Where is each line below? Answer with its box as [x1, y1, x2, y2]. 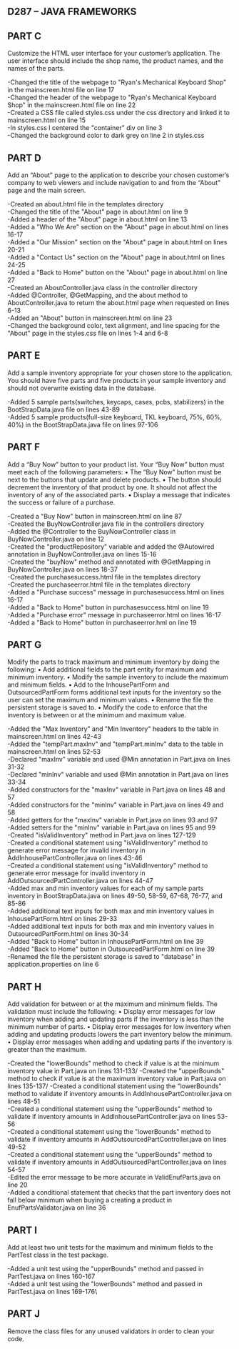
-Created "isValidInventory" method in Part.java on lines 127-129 [7, 831, 196, 840]
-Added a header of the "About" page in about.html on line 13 [7, 215, 188, 224]
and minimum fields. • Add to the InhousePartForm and [7, 680, 170, 689]
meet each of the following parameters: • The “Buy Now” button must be [7, 467, 222, 476]
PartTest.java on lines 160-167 [7, 1272, 96, 1281]
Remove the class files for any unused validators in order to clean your [7, 1327, 215, 1335]
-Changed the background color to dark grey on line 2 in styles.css [7, 131, 205, 140]
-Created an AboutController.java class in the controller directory [7, 284, 198, 292]
